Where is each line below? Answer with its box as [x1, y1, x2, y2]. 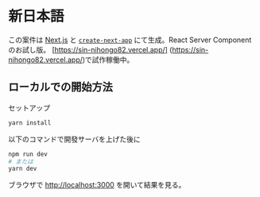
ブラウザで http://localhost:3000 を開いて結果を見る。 [8, 180, 186, 190]
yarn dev [8, 164, 37, 173]
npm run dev [8, 150, 48, 158]
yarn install [8, 118, 52, 127]
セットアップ [8, 102, 50, 112]
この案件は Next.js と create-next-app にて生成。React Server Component [8, 35, 252, 44]
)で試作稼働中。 [82, 55, 134, 64]
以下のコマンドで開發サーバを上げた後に [8, 134, 141, 144]
